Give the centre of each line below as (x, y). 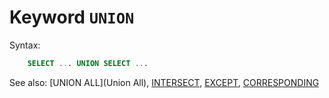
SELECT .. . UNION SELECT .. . (88, 63)
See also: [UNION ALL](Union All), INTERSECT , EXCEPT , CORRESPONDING (164, 82)
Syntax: (25, 45)
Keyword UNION (72, 17)
